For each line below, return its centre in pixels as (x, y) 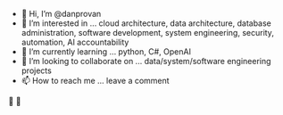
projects (37, 70)
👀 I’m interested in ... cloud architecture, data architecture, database (146, 23)
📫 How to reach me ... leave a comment (96, 81)
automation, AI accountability (75, 42)
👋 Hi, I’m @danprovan (61, 14)
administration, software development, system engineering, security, (147, 33)
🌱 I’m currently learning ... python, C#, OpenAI (106, 52)
